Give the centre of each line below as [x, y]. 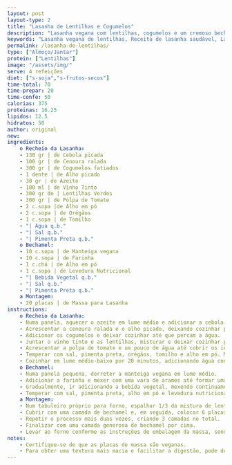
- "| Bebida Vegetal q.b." [58, 277]
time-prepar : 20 [30, 91]
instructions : [28, 310]
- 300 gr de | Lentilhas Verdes [66, 194]
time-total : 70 [29, 84]
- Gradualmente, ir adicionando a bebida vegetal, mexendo [106, 387]
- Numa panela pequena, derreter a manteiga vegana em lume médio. [118, 374]
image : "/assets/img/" [40, 65]
